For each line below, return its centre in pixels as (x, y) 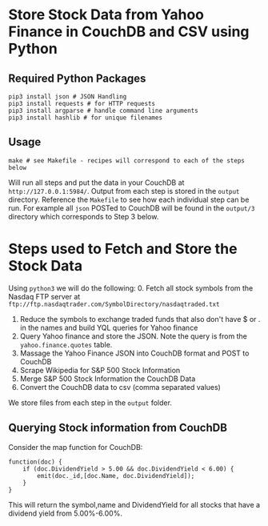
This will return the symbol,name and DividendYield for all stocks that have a (134, 504)
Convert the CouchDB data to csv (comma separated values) (120, 387)
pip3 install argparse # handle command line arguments (103, 110)
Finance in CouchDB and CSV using (129, 32)
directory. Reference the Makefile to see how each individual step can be (129, 199)
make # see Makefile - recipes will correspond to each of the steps (127, 161)
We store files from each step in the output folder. (90, 403)
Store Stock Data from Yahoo (106, 15)
